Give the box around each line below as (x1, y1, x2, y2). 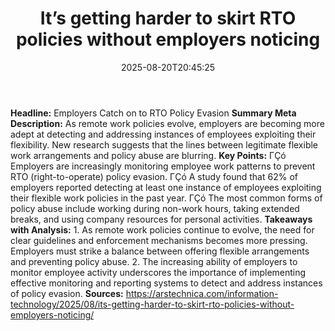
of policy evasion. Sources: (10, 287, 124, 299)
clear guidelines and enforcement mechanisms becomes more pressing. (10, 234, 308, 246)
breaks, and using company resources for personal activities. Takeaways (10, 213, 313, 225)
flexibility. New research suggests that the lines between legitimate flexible (10, 138, 319, 151)
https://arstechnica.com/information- (125, 287, 279, 299)
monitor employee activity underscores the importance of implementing (10, 266, 307, 278)
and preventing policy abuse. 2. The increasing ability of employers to (10, 255, 298, 267)
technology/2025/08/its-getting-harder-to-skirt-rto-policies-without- (10, 298, 295, 310)
